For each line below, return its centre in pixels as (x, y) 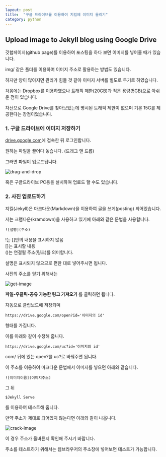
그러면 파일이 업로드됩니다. (31, 162)
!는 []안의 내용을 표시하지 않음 (34, 239)
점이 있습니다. (24, 97)
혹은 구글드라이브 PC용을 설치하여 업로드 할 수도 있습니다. (62, 182)
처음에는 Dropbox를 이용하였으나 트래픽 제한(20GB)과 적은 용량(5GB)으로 (78, 91)
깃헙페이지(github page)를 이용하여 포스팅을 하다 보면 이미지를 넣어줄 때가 (78, 52)
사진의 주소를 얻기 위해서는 (31, 274)
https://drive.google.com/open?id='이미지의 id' (55, 315)
